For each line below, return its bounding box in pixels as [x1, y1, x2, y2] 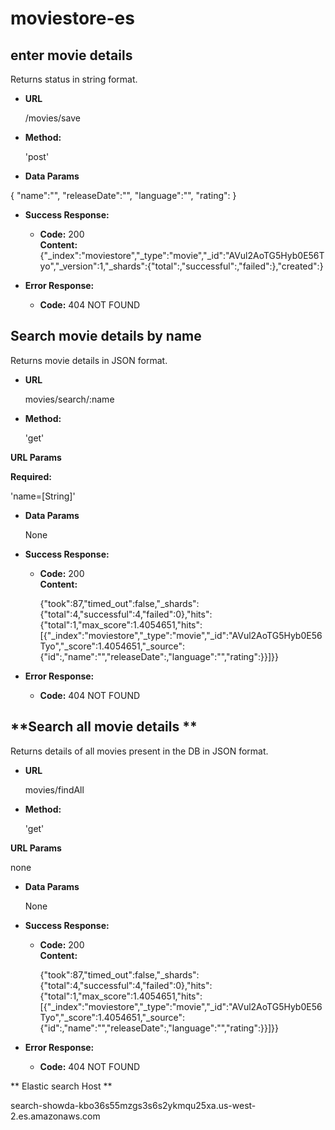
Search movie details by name [10, 328, 202, 345]
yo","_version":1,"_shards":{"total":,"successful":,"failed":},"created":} [39, 260, 324, 272]
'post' [24, 151, 50, 162]
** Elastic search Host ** [10, 1080, 113, 1092]
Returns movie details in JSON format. [10, 354, 168, 366]
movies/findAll [24, 783, 85, 796]
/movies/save [24, 112, 81, 124]
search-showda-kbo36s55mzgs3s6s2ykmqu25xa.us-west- [10, 1099, 257, 1111]
